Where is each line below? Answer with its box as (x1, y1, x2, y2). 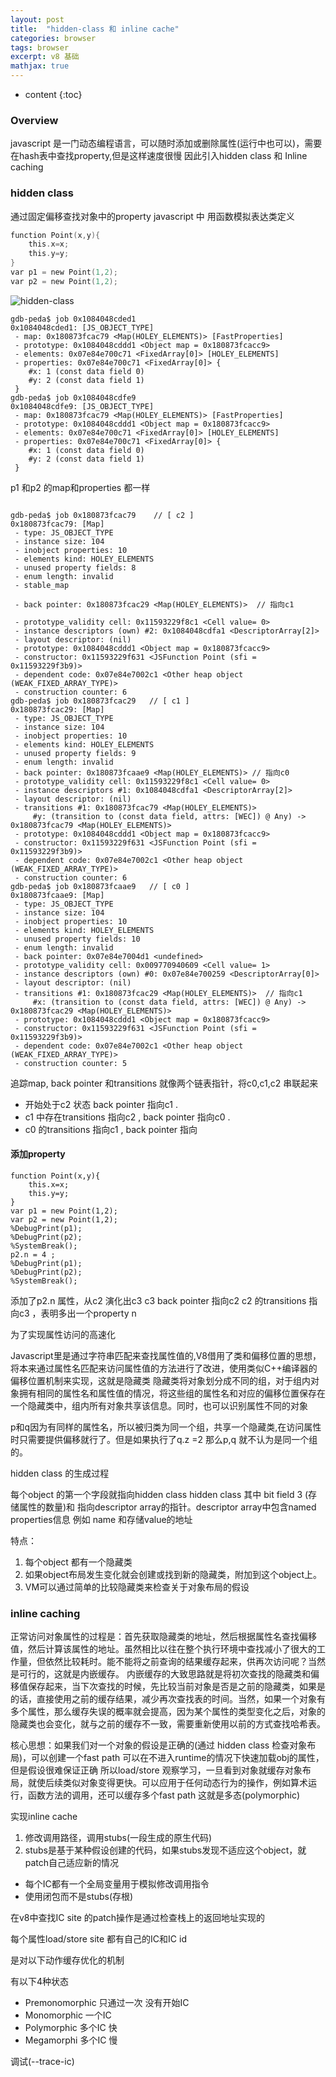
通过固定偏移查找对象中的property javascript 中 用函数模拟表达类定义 (10, 210, 295, 222)
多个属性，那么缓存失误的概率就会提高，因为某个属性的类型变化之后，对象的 (10, 1706, 326, 1718)
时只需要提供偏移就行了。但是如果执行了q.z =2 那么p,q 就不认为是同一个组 (10, 1434, 318, 1446)
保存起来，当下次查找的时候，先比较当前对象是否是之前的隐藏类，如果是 (27, 1681, 326, 1693)
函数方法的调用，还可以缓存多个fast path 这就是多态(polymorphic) (27, 1789, 300, 1801)
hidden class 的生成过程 (10, 1467, 110, 1480)
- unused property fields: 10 (14, 934, 141, 944)
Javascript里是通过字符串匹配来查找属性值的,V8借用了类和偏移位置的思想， (10, 1350, 322, 1362)
